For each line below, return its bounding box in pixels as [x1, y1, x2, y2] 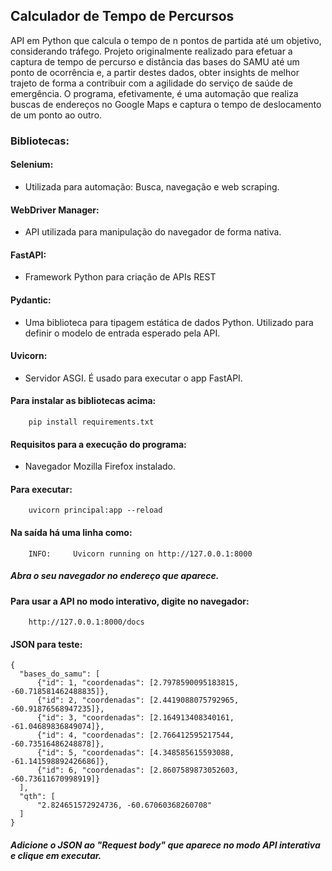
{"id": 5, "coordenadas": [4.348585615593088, [36, 748, 235, 758]
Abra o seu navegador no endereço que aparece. [10, 570, 220, 582]
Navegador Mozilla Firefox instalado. [24, 460, 177, 473]
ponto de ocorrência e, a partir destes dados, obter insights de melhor [10, 66, 300, 78]
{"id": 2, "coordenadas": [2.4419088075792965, [36, 695, 240, 706]
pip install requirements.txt [28, 417, 155, 427]
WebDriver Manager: [10, 204, 100, 216]
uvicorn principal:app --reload [28, 505, 163, 516]
